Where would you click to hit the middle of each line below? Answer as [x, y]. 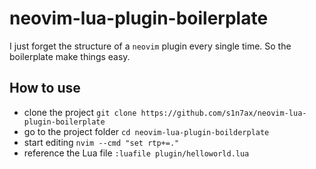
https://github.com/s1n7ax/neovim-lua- [223, 113]
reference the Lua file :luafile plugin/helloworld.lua [136, 153]
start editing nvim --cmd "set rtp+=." [101, 142]
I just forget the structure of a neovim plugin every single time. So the [150, 46]
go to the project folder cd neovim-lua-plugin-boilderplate [146, 131]
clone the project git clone [80, 112]
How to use [45, 88]
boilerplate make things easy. [70, 56]
